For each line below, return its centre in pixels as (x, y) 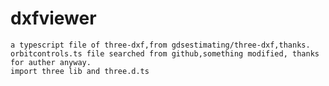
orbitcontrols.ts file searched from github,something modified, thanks (165, 53)
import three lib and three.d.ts (80, 71)
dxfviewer (53, 18)
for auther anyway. (51, 62)
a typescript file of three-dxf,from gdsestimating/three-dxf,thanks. (160, 45)
